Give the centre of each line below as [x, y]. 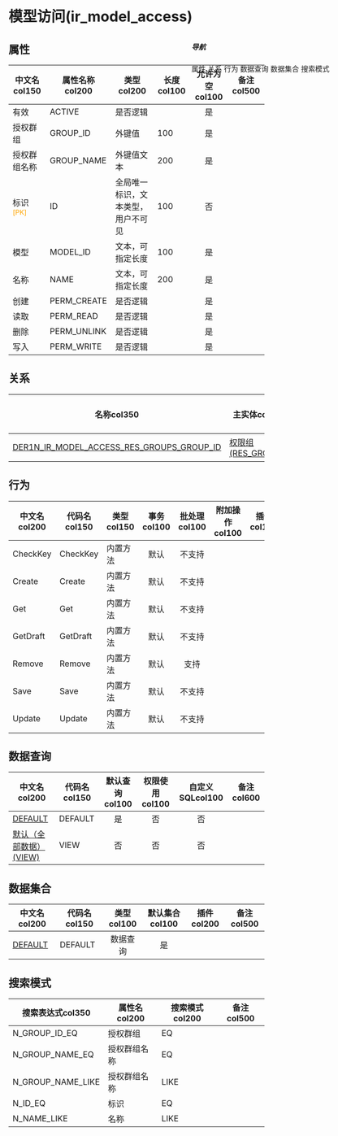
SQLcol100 [201, 798]
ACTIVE [65, 112]
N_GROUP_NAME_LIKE [56, 1082]
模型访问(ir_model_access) [101, 17]
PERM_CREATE [78, 300]
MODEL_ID [70, 252]
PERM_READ [74, 316]
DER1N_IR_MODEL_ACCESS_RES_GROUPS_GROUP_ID [117, 446]
